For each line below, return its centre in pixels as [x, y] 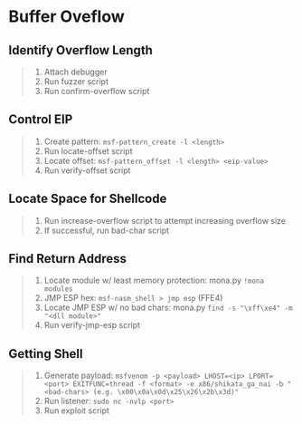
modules [58, 289]
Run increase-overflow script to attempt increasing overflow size [165, 220]
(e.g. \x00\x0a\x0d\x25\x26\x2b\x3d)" [166, 392]
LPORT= [261, 377]
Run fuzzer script [76, 82]
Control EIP [41, 120]
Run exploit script [77, 411]
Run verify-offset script [87, 170]
